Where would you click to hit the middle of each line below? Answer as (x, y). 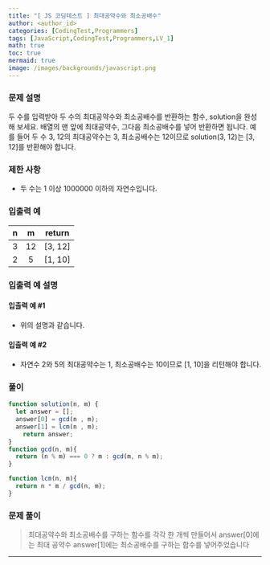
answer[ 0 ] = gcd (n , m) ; (57, 420)
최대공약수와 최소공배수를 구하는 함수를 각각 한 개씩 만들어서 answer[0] (140, 534)
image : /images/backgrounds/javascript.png (82, 68)
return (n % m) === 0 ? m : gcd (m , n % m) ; (90, 457)
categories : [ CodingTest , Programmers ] (73, 31)
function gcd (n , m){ (43, 449)
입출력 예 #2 (28, 345)
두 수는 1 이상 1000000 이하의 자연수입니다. (89, 189)
